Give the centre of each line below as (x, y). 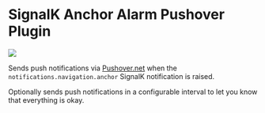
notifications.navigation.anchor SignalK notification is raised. (112, 76)
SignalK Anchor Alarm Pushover (117, 15)
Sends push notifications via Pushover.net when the (93, 68)
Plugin (30, 31)
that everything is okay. (46, 100)
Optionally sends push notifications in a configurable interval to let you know (133, 92)
